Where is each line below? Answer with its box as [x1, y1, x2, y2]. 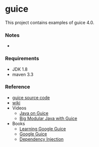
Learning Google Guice [19, 126, 66, 131]
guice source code [12, 94, 50, 101]
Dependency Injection [19, 136, 64, 142]
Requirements [5, 55, 40, 62]
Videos [12, 105, 27, 111]
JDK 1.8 [12, 66, 28, 72]
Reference [5, 84, 30, 90]
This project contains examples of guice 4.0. [5, 20, 94, 25]
